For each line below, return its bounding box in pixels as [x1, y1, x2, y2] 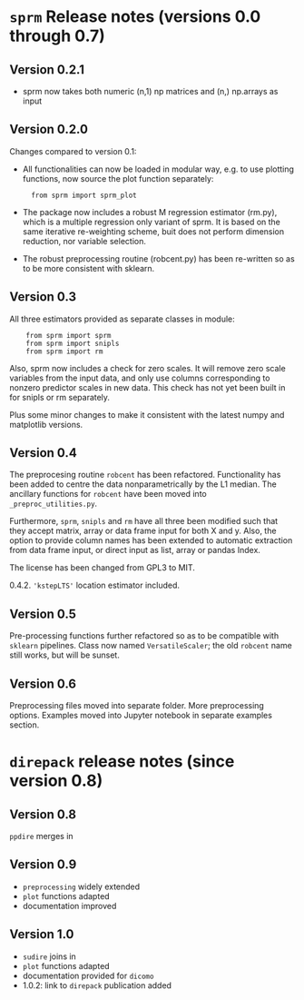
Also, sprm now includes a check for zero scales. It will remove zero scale [9, 362, 286, 373]
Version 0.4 [9, 445, 77, 460]
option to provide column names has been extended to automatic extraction [9, 535, 293, 546]
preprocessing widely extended [22, 881, 141, 892]
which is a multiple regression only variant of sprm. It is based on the [22, 216, 281, 227]
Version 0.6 [9, 676, 77, 691]
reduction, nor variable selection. [22, 235, 147, 246]
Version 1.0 [9, 926, 74, 942]
